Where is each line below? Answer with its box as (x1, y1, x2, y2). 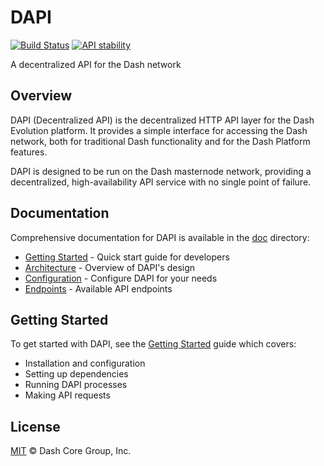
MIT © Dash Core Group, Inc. (10, 445, 132, 457)
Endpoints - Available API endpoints (24, 282, 173, 295)
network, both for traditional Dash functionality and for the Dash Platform (10, 135, 311, 147)
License (10, 418, 61, 435)
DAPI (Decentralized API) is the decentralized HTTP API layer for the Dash (10, 114, 315, 126)
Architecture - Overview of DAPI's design (24, 261, 196, 273)
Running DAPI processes (24, 379, 128, 391)
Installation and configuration (24, 357, 146, 370)
